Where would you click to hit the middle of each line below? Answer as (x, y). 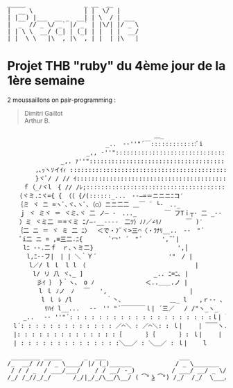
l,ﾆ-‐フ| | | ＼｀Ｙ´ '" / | (110, 256)
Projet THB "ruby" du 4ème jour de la (116, 66)
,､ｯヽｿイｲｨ (51, 169)
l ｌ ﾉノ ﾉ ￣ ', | (116, 291)
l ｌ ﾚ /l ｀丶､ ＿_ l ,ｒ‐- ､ (132, 299)
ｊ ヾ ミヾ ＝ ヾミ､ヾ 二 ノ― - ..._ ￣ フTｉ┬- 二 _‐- (120, 213)
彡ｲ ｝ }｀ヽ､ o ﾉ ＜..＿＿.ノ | (112, 282)
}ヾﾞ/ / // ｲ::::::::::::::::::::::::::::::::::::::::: (131, 178)
